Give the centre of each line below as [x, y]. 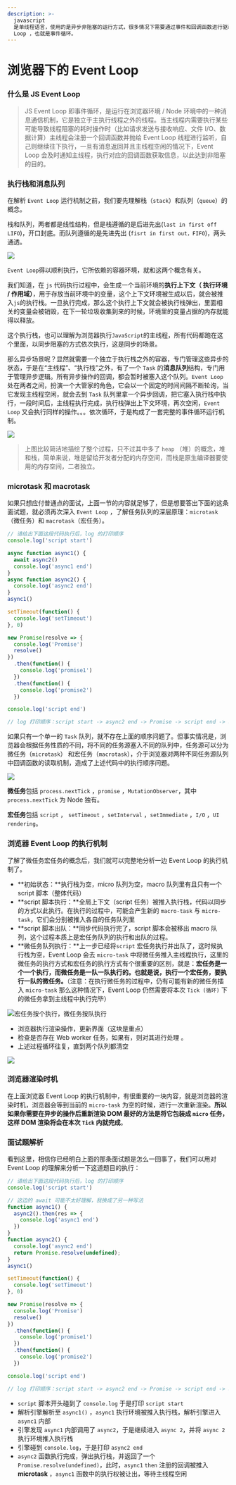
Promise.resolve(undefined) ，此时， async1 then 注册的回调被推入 [113, 1465]
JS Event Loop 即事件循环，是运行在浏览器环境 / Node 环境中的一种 [123, 111]
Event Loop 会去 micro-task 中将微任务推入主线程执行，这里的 [138, 955]
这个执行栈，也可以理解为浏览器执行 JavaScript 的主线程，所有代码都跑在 [112, 335]
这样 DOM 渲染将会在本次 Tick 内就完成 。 [67, 1122]
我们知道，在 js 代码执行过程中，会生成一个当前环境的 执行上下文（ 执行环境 [118, 285]
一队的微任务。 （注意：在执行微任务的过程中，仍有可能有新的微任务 [120, 981]
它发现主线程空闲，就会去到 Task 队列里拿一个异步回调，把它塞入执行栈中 [114, 394]
